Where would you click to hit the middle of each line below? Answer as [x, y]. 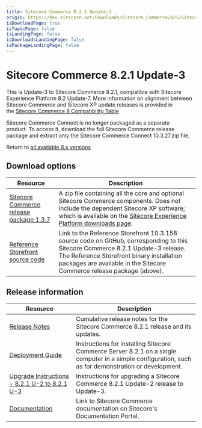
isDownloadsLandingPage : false [45, 40]
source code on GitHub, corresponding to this [123, 240]
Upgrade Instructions [39, 376]
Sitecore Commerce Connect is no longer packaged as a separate [88, 123]
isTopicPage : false [31, 29]
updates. [88, 334]
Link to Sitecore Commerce [115, 401]
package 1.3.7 [30, 219]
